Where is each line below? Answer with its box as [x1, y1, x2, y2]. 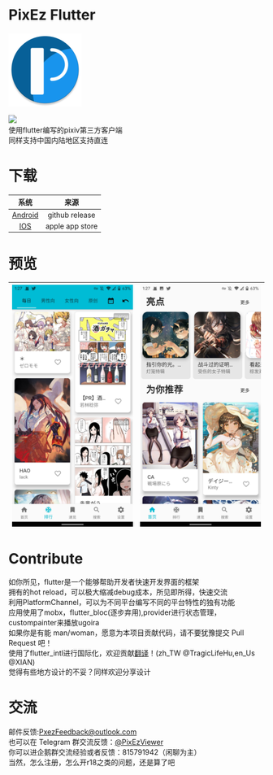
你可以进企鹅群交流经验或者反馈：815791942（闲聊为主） [8, 747, 201, 757]
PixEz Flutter [8, 6, 96, 24]
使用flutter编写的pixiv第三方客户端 [8, 124, 123, 135]
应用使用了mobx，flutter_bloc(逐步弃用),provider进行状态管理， [8, 607, 222, 617]
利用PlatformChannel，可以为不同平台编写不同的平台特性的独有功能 [8, 598, 236, 607]
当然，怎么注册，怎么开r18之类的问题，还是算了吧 [8, 758, 175, 768]
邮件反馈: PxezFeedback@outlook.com [8, 727, 137, 737]
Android [11, 210, 39, 220]
